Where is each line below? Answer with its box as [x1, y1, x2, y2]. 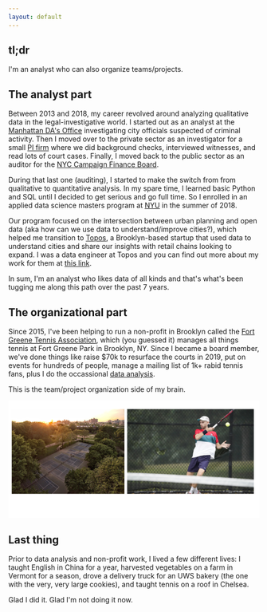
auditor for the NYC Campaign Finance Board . [8, 160, 159, 169]
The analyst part [8, 88, 92, 101]
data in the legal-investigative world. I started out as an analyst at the [8, 117, 235, 127]
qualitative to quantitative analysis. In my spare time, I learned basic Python [8, 184, 256, 193]
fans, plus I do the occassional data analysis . [8, 369, 155, 379]
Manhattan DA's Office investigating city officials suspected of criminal [8, 126, 241, 136]
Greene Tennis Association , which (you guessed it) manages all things [8, 335, 239, 345]
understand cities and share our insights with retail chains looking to [8, 242, 233, 251]
